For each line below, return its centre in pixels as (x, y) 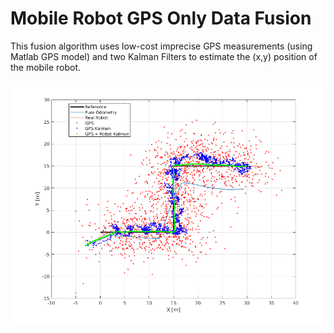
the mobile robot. (46, 67)
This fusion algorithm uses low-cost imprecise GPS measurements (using (161, 46)
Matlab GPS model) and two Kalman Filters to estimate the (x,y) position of (164, 56)
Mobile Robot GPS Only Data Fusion (161, 18)
